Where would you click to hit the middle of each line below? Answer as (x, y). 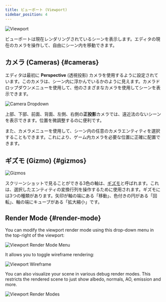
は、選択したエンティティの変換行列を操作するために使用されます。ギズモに (83, 189)
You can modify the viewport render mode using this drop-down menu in (80, 230)
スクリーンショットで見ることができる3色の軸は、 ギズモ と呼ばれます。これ (82, 183)
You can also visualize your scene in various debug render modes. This (78, 274)
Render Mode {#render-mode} (53, 218)
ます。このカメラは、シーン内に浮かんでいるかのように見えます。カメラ (83, 81)
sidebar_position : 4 (27, 14)
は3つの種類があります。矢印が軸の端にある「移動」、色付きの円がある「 (79, 196)
